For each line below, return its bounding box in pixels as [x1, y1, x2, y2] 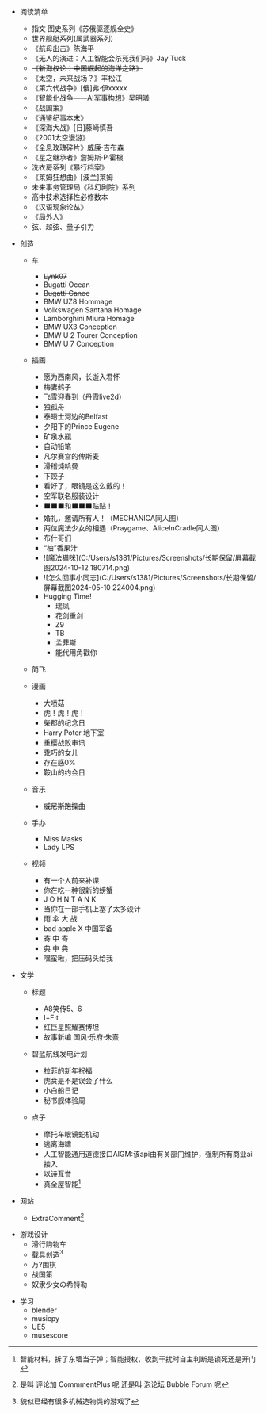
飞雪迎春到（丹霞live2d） [43, 392, 127, 401]
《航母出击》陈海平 [31, 44, 95, 53]
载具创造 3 [31, 1248, 63, 1259]
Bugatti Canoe [43, 289, 90, 297]
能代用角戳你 [55, 648, 97, 657]
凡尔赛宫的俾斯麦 [43, 451, 100, 461]
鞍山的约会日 [43, 768, 85, 777]
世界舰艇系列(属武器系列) [31, 34, 113, 43]
